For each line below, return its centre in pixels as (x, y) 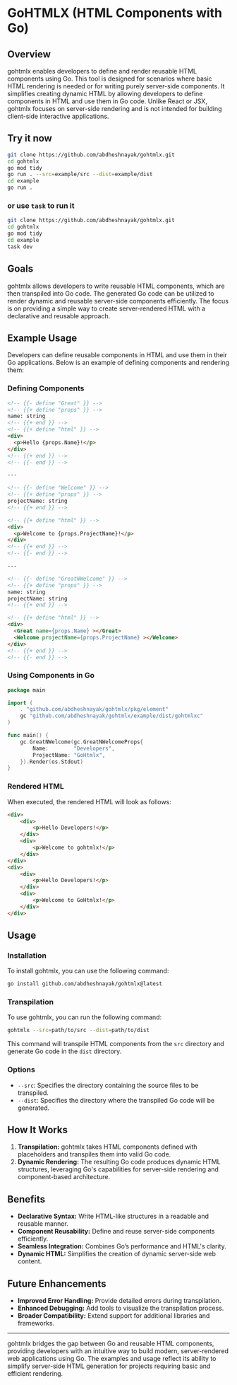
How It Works (38, 1130)
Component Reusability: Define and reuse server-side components (116, 1232)
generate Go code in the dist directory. (65, 1051)
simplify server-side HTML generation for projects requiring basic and (109, 1366)
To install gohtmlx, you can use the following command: (88, 971)
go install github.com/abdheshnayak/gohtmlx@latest (85, 984)
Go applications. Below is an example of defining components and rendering (119, 363)
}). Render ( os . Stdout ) (51, 762)
